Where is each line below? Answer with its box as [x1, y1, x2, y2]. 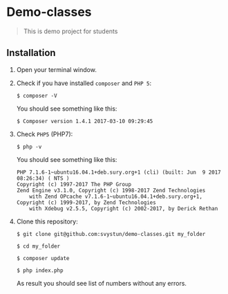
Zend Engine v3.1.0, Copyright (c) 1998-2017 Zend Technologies [16, 187, 206, 194]
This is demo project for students [23, 27, 118, 35]
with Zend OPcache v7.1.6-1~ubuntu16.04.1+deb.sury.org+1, [29, 193, 203, 200]
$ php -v [16, 143, 42, 150]
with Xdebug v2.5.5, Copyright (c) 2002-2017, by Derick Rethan [29, 205, 218, 212]
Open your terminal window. [16, 65, 97, 73]
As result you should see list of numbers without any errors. [16, 279, 187, 287]
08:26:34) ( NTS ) [16, 174, 70, 182]
